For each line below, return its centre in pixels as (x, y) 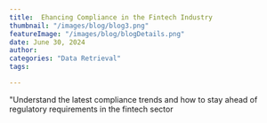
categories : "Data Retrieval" (65, 58)
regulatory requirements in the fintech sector (91, 109)
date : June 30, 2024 (48, 42)
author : (24, 50)
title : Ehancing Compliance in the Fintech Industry (111, 17)
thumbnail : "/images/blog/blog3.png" (79, 26)
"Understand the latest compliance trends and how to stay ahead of (133, 99)
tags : (19, 67)
